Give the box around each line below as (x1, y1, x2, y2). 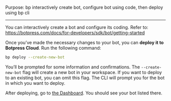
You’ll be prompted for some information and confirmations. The (5, 63, 140, 70)
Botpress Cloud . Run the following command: (5, 45, 101, 51)
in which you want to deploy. (5, 80, 66, 86)
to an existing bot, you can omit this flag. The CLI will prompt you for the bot (5, 75, 165, 81)
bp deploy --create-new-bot (5, 55, 65, 60)
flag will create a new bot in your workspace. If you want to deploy (22, 69, 162, 75)
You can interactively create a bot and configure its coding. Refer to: (5, 24, 149, 30)
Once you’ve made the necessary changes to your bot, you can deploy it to (5, 40, 164, 45)
